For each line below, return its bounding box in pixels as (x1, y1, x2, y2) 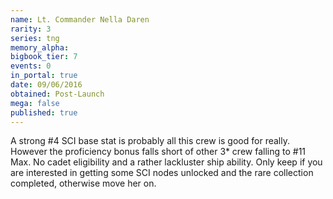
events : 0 (10, 61, 52, 71)
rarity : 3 (10, 24, 52, 34)
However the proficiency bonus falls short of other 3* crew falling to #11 (10, 146, 307, 158)
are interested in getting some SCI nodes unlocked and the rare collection (10, 167, 314, 179)
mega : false (10, 98, 60, 108)
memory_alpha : (10, 42, 70, 53)
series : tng (10, 33, 60, 43)
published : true (10, 107, 78, 118)
